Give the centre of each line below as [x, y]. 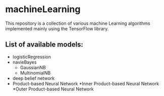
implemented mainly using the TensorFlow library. [57, 28]
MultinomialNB [35, 73]
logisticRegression [32, 57]
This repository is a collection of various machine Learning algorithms [78, 23]
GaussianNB [33, 67]
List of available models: [44, 45]
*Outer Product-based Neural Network [53, 89]
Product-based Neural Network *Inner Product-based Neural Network [86, 83]
